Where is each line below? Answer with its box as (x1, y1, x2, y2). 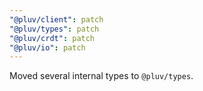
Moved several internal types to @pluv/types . (9, 70, 194, 82)
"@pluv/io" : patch (9, 42, 86, 53)
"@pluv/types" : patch (9, 24, 100, 34)
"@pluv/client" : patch (9, 14, 104, 25)
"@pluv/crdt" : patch (9, 33, 96, 43)
